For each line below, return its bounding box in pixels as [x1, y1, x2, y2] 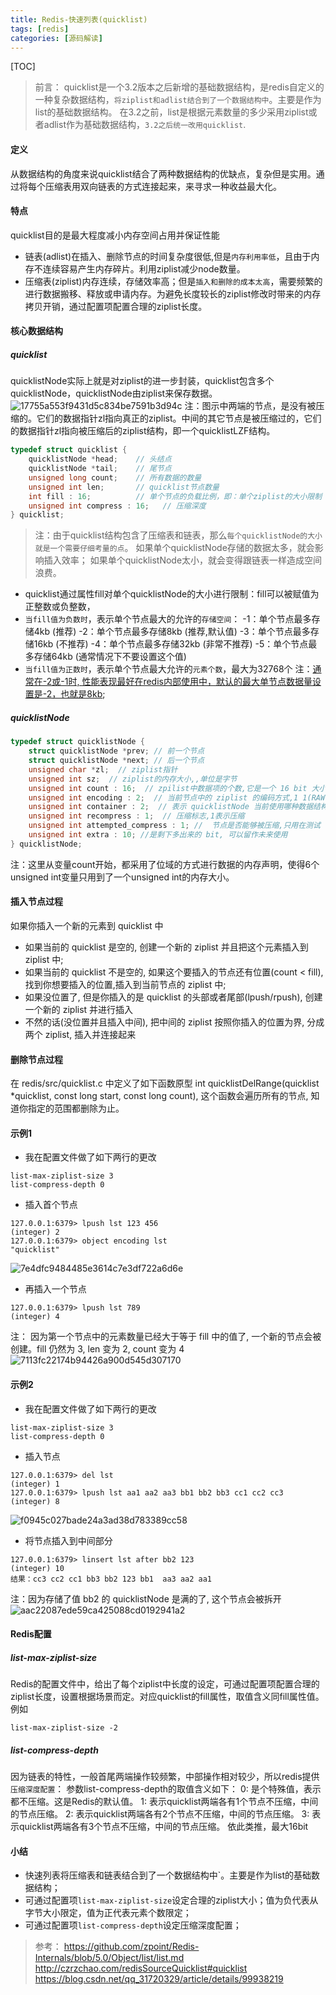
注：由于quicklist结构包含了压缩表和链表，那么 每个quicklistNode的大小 [34, 529, 323, 541]
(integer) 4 [10, 1312, 60, 1322]
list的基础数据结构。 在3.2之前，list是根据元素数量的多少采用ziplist [34, 106, 309, 118]
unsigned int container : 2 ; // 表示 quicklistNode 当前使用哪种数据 [28, 802, 314, 812]
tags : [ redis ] [10, 24, 70, 34]
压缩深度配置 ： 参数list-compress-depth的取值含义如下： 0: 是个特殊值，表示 [10, 1783, 322, 1795]
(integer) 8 [10, 1496, 60, 1506]
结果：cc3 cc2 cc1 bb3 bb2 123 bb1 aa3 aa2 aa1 [10, 1574, 213, 1584]
